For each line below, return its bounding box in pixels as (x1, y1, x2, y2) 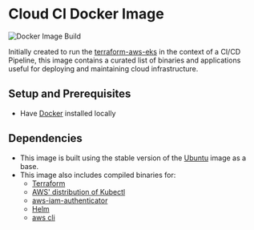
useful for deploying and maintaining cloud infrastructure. (8, 63, 199, 73)
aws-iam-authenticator (31, 196, 108, 205)
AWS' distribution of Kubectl (31, 187, 126, 196)
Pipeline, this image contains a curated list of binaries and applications (8, 55, 241, 65)
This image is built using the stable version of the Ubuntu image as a (19, 153, 247, 163)
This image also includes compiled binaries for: (19, 170, 176, 180)
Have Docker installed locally (19, 108, 116, 118)
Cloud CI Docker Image (8, 5, 164, 23)
